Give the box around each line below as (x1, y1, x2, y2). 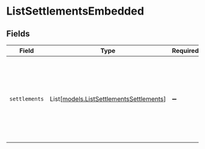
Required (171, 47, 200, 55)
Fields (6, 29, 31, 39)
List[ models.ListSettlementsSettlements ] (49, 95, 167, 103)
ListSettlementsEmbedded (6, 4, 145, 18)
